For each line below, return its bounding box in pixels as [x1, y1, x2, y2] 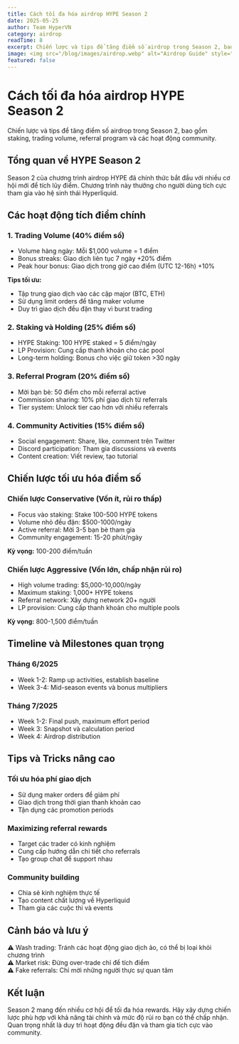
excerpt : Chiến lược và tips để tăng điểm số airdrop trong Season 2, [7, 43, 221, 51]
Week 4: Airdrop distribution [17, 732, 101, 741]
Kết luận [7, 986, 45, 998]
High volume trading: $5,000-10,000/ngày [17, 581, 142, 589]
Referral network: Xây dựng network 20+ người [17, 596, 156, 604]
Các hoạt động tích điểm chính [7, 209, 146, 221]
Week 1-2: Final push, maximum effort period [17, 717, 149, 725]
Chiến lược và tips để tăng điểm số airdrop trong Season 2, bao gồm [7, 126, 208, 135]
